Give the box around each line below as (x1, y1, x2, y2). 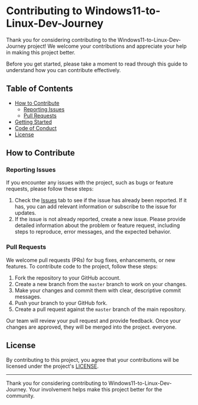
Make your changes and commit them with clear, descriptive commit (14, 287, 181, 294)
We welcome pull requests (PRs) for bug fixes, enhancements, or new (6, 256, 176, 264)
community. (6, 392, 35, 399)
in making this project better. (6, 48, 75, 56)
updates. (14, 209, 37, 216)
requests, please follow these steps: (6, 185, 94, 193)
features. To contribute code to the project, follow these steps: (6, 263, 158, 270)
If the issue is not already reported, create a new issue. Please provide (14, 216, 186, 223)
